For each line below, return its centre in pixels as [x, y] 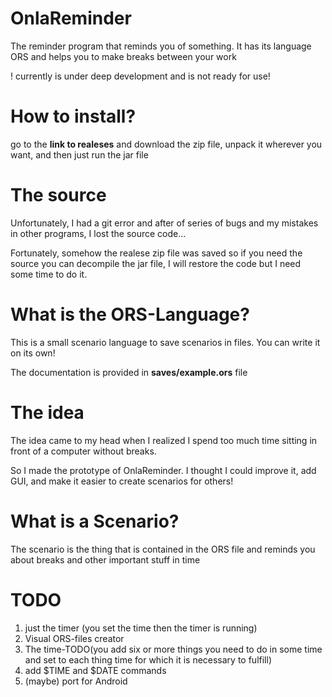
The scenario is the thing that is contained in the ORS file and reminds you [163, 549]
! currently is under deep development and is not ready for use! [140, 76]
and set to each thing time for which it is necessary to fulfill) [148, 659]
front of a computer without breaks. [83, 451]
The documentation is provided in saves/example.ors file [129, 372]
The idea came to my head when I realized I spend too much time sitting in [164, 440]
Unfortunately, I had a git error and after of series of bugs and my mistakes [164, 223]
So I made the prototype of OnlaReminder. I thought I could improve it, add [163, 470]
